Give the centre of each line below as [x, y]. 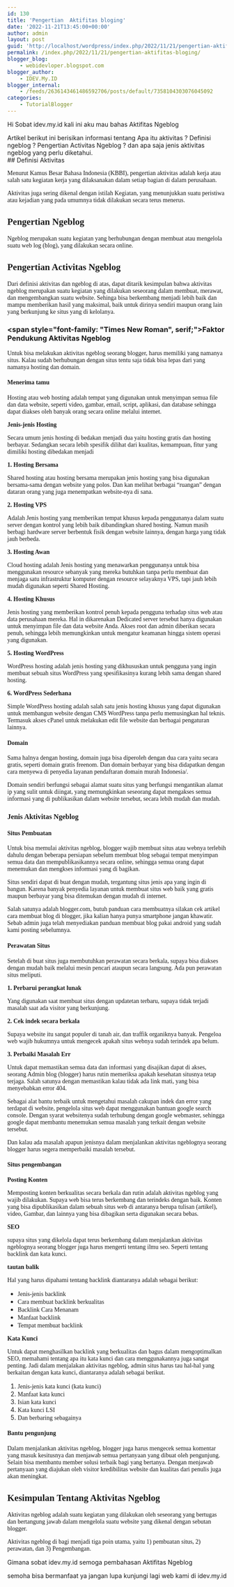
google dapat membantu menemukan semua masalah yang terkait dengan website [107, 1122]
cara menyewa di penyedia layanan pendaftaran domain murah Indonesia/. [98, 772]
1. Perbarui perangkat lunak [45, 988]
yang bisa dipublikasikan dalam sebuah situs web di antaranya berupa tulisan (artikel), [112, 1206]
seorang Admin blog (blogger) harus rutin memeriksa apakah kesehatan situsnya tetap [112, 1074]
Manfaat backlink [39, 1317]
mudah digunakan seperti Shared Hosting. [58, 586]
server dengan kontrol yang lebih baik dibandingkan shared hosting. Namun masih [108, 525]
